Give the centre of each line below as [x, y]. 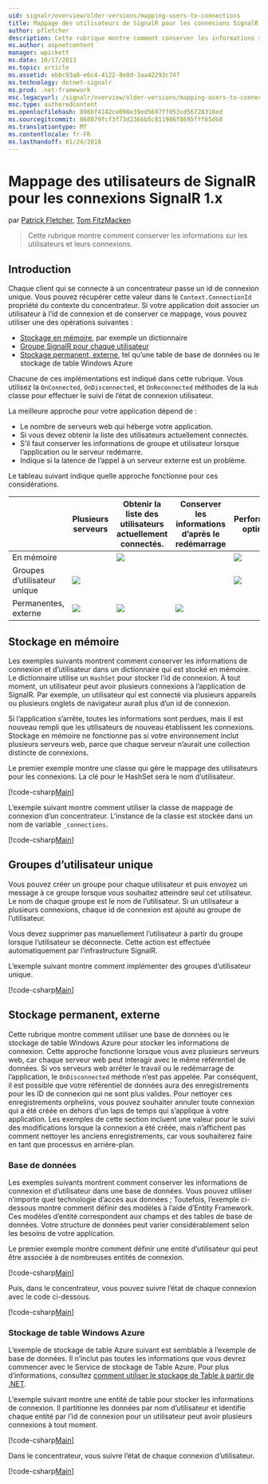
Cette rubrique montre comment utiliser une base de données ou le [119, 1034]
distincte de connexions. [49, 753]
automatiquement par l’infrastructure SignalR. [83, 950]
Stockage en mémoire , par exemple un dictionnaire [104, 338]
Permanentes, [39, 603]
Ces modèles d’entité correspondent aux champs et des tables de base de [130, 1216]
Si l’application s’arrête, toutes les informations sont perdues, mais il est [126, 719]
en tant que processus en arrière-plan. [72, 1144]
